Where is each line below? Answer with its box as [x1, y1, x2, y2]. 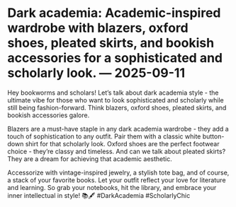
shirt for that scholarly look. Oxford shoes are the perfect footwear [25, 139, 220, 148]
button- [202, 132, 225, 141]
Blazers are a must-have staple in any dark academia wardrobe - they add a [7, 124, 229, 133]
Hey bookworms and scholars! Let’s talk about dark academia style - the [7, 88, 219, 97]
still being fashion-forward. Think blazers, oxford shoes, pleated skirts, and [7, 103, 227, 112]
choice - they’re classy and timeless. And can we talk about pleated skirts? [7, 147, 226, 155]
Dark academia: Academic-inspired [7, 5, 221, 21]
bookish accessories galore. [7, 111, 90, 119]
